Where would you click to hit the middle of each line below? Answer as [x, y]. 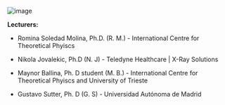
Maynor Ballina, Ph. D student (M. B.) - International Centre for [108, 73]
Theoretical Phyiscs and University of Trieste [83, 80]
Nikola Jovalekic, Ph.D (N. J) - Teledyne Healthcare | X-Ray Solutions [118, 59]
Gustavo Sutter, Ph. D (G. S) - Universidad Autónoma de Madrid [109, 94]
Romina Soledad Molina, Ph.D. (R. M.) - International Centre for [108, 38]
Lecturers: [23, 24]
